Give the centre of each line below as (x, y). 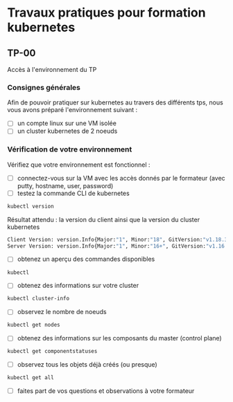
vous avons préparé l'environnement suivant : (72, 110)
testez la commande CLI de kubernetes (73, 193)
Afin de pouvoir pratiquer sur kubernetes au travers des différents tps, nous (115, 102)
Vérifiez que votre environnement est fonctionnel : (79, 165)
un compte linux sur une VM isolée (67, 123)
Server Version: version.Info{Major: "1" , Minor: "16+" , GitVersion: (107, 246)
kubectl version (31, 206)
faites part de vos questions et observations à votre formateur (106, 391)
